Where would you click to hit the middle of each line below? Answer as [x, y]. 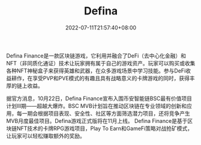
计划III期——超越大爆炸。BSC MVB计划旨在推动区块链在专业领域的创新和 [97, 105]
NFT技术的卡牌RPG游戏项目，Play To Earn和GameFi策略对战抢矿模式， [105, 128]
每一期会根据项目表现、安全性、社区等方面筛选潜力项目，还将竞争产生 [103, 113]
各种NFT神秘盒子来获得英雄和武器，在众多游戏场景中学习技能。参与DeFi [96, 71]
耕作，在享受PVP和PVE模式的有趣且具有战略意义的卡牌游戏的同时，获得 [100, 78]
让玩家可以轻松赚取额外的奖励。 [46, 135]
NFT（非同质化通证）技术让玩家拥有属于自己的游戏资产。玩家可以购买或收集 [101, 63]
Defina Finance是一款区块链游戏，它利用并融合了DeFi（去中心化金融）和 [96, 56]
